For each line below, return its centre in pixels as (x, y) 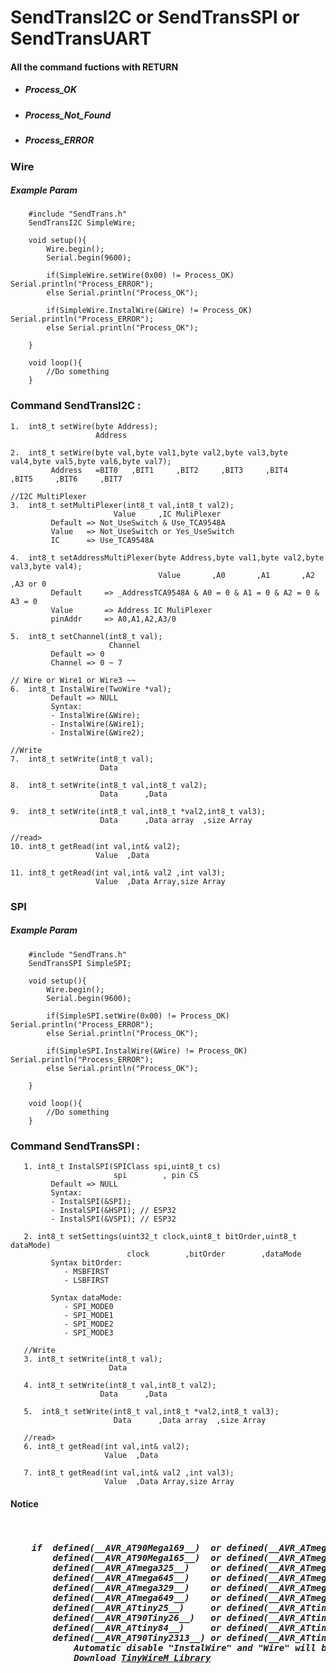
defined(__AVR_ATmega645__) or (137, 1577)
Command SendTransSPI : (75, 1146)
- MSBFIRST (86, 1271)
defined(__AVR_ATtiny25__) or (137, 1607)
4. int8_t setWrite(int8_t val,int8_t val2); (120, 1385)
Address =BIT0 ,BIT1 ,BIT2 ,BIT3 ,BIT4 (169, 470)
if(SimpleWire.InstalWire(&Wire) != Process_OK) (149, 311)
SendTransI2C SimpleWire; (82, 223)
